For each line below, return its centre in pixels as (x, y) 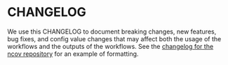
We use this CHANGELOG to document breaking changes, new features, (112, 31)
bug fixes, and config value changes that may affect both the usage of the (114, 38)
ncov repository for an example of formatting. (73, 54)
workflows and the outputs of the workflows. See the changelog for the (110, 46)
